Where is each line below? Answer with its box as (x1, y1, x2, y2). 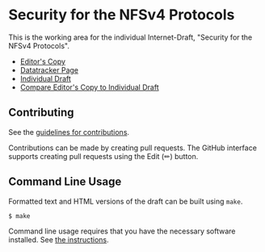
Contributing (8, 106, 74, 120)
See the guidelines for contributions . (8, 127, 130, 136)
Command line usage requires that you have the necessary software (8, 226, 236, 236)
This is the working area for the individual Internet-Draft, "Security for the (8, 32, 253, 42)
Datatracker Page (19, 65, 79, 74)
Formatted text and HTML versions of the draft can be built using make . (8, 196, 243, 206)
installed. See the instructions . (8, 235, 109, 245)
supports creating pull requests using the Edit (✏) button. (8, 151, 199, 161)
